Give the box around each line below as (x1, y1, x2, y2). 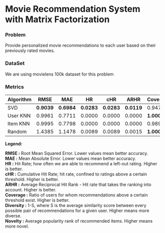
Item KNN (7, 120, 30, 127)
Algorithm (7, 96, 32, 103)
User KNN (7, 112, 31, 119)
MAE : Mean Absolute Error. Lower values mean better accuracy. (5, 155, 137, 161)
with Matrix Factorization (5, 14, 110, 25)
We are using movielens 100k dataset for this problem (5, 71, 114, 77)
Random (7, 129, 27, 135)
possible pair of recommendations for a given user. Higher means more (5, 207, 150, 214)
